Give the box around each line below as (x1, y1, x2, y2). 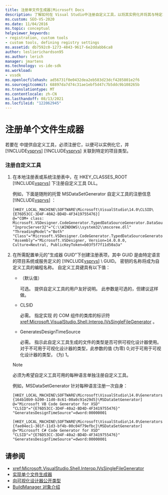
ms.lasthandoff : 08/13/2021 (5, 96, 64, 101)
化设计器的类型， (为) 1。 (19, 352, 71, 358)
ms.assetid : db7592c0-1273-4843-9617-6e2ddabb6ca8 (5, 45, 113, 50)
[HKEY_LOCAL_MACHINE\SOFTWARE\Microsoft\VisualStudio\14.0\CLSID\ (12, 207, 154, 213)
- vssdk (5, 73, 21, 78)
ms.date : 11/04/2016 (5, 21, 48, 27)
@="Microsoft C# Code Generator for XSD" (12, 428, 100, 433)
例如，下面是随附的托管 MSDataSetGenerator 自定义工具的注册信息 (12, 191, 151, 197)
